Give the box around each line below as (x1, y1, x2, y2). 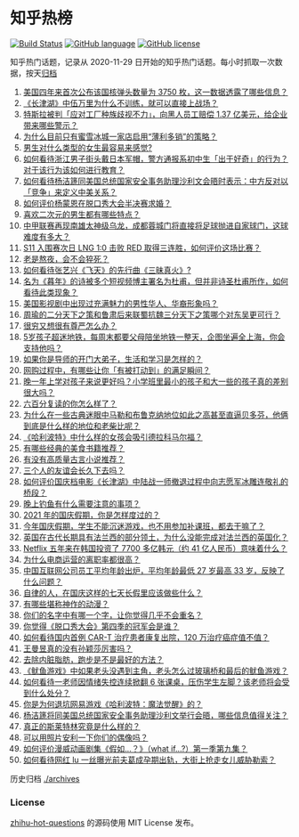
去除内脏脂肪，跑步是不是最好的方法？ (22, 654, 164, 664)
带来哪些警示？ (22, 119, 78, 130)
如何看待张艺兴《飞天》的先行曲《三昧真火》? (22, 264, 191, 275)
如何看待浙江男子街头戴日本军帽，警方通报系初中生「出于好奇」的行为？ (22, 153, 288, 164)
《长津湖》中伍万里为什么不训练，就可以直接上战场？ (22, 97, 219, 108)
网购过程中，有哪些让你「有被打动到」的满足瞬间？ (22, 364, 211, 375)
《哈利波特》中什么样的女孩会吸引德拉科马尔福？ (22, 431, 203, 442)
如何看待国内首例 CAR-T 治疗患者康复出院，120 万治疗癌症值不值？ (22, 631, 270, 642)
